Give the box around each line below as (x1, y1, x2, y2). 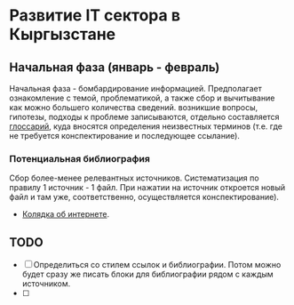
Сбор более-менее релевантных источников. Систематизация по (9, 173, 259, 183)
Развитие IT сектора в (9, 5, 180, 26)
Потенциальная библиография (9, 152, 151, 165)
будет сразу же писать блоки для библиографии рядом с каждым (21, 269, 274, 280)
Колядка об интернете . (21, 209, 109, 220)
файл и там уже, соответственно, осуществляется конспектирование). (9, 192, 280, 203)
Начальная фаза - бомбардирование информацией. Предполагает (9, 84, 262, 93)
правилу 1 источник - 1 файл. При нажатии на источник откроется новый (9, 182, 286, 193)
